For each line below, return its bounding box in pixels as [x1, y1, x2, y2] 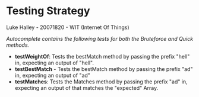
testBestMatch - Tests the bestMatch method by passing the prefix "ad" [14, 65, 193, 72]
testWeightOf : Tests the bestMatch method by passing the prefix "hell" [14, 53, 190, 60]
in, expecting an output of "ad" [14, 72, 91, 79]
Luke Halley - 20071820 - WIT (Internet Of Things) [6, 24, 129, 31]
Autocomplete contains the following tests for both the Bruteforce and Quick [6, 35, 194, 42]
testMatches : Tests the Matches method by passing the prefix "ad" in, [14, 78, 188, 85]
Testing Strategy [6, 4, 90, 18]
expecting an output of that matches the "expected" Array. [14, 84, 159, 91]
